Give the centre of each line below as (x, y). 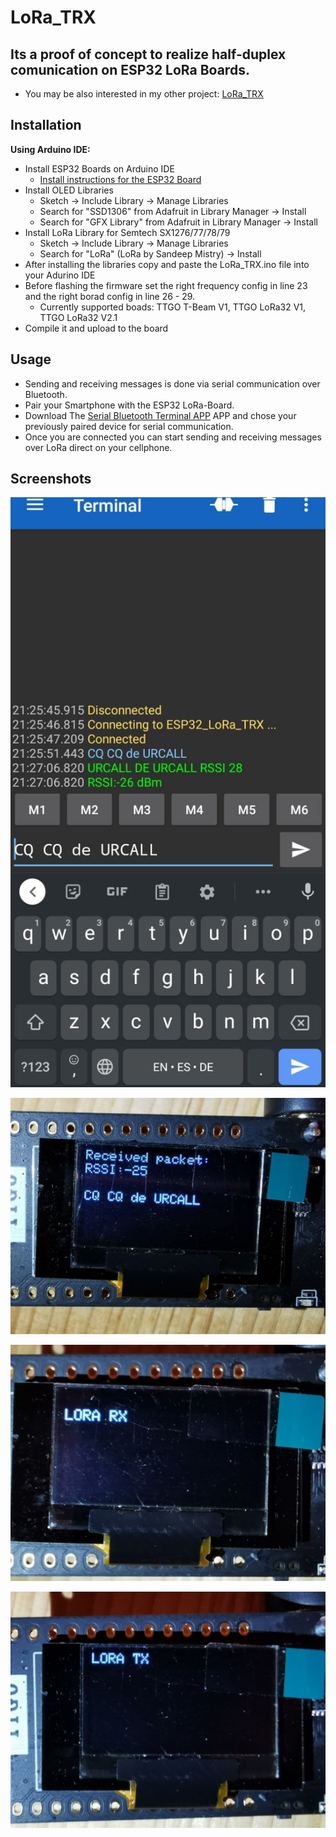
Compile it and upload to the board (96, 328)
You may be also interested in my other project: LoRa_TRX (144, 94)
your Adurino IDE (60, 275)
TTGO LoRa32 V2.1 (78, 317)
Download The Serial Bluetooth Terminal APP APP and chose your (160, 415)
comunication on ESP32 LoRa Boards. (130, 69)
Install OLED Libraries (69, 190)
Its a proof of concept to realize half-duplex (148, 54)
